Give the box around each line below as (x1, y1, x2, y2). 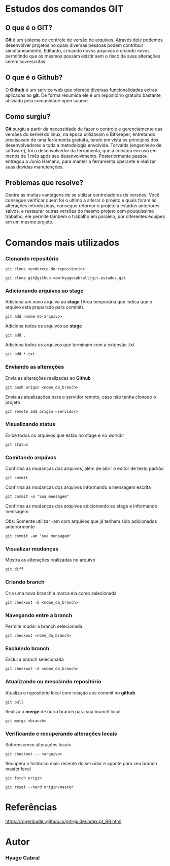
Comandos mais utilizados (5, 237, 120, 248)
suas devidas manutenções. (5, 163, 64, 170)
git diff (5, 567, 24, 572)
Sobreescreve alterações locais (5, 741, 71, 747)
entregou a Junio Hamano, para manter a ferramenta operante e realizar (5, 158, 156, 164)
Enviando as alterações (5, 364, 64, 371)
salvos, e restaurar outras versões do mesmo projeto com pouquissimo (5, 208, 154, 214)
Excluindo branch (5, 645, 50, 652)
